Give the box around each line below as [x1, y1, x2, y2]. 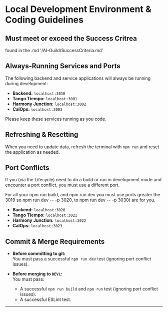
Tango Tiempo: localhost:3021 [12, 212, 77, 218]
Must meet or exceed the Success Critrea [5, 34, 137, 43]
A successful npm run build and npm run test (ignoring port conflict [19, 286, 158, 292]
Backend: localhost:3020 [12, 207, 65, 213]
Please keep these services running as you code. [5, 116, 106, 122]
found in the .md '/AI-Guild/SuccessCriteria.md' [5, 48, 103, 53]
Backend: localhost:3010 [12, 90, 65, 96]
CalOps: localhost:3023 [12, 223, 62, 229]
